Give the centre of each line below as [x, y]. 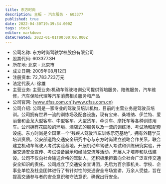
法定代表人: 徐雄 [29, 83]
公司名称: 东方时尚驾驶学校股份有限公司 [53, 52]
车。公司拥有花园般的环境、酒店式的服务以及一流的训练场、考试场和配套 [86, 127]
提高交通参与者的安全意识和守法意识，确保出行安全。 [67, 177]
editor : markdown [23, 33]
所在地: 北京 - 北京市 [33, 65]
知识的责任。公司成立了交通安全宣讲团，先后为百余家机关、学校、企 [91, 164]
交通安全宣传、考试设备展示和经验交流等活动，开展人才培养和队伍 [84, 152]
